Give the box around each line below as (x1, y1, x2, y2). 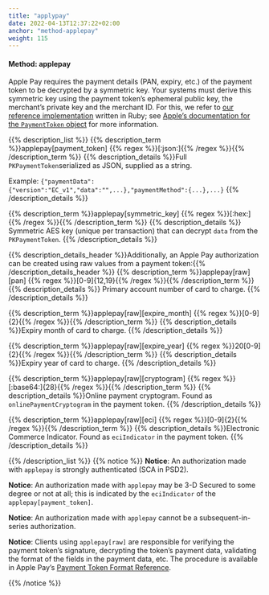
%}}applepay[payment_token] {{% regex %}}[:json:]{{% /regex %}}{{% (8, 144, 245, 154)
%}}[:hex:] (216, 209, 251, 219)
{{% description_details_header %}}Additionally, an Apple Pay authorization (8, 250, 259, 260)
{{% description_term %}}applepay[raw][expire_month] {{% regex (8, 309, 227, 318)
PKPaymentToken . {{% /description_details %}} (8, 235, 158, 244)
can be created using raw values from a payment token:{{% (8, 259, 206, 269)
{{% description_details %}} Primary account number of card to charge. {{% (8, 285, 261, 294)
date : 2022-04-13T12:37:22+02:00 (8, 19, 120, 27)
